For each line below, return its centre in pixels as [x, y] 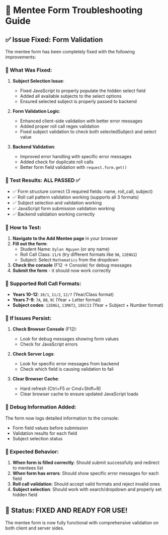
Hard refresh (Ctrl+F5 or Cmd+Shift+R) [61, 389]
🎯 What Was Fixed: [29, 70]
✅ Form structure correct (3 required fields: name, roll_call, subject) [82, 191]
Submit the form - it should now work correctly [62, 270]
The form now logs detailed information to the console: [62, 418]
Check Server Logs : [34, 354]
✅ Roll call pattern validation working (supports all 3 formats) [76, 197]
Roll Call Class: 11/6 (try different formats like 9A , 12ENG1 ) [78, 254]
